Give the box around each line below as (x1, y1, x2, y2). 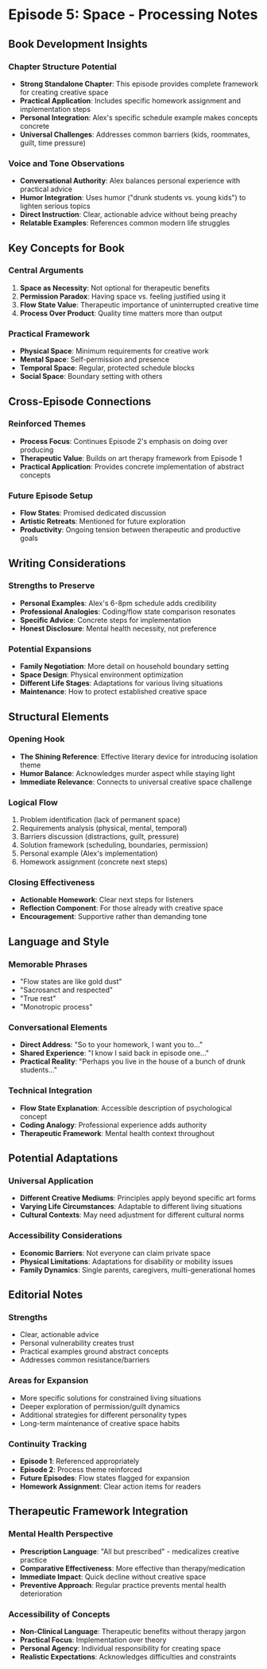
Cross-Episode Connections (8, 395, 152, 408)
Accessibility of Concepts (8, 1609, 110, 1620)
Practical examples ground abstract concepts (19, 1346, 169, 1356)
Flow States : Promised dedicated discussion (19, 508, 167, 518)
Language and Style (8, 935, 110, 948)
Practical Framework (8, 328, 90, 339)
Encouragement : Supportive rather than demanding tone (19, 912, 207, 921)
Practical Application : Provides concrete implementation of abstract (19, 462, 245, 471)
